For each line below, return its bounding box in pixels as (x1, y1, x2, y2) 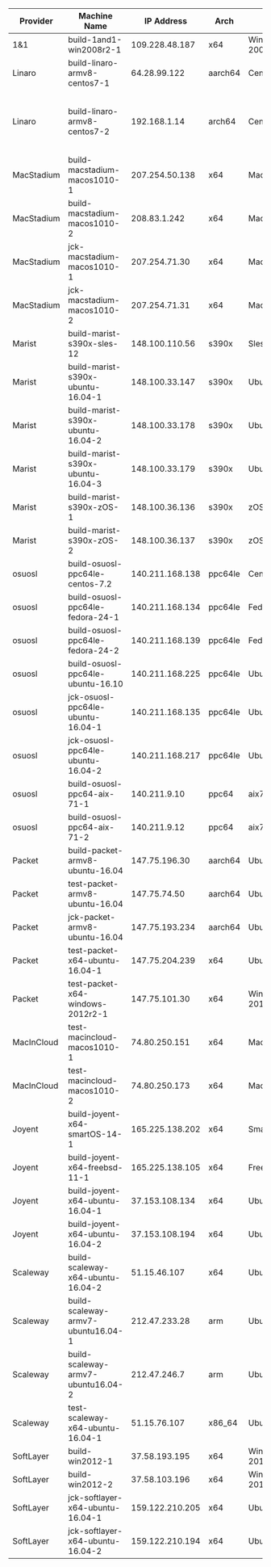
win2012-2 (68, 1479, 113, 1489)
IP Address (144, 15, 188, 27)
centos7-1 (68, 78, 110, 88)
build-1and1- (68, 34, 123, 45)
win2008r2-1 (68, 44, 122, 55)
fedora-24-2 (68, 645, 119, 656)
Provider (19, 15, 54, 27)
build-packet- (68, 845, 123, 855)
